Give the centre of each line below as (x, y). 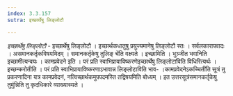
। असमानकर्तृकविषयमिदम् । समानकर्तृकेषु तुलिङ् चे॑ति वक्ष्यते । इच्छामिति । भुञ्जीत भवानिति (107, 53)
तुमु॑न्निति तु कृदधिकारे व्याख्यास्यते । (46, 84)
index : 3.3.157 (29, 13)
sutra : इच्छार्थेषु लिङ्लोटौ (35, 20)
